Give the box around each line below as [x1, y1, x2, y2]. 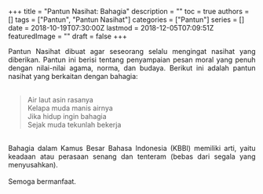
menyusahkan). [8, 160, 59, 169]
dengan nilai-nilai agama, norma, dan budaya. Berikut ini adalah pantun [8, 63, 256, 73]
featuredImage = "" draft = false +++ [8, 31, 127, 41]
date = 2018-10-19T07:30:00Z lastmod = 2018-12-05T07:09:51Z [8, 23, 214, 32]
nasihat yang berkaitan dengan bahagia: [8, 72, 139, 81]
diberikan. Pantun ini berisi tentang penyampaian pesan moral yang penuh [8, 55, 256, 64]
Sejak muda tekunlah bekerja [27, 120, 122, 129]
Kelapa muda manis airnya [27, 103, 114, 113]
